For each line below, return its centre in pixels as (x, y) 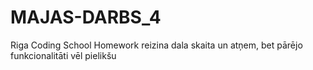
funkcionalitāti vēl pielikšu (63, 55)
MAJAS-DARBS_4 (86, 17)
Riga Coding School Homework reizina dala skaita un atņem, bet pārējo (156, 45)
